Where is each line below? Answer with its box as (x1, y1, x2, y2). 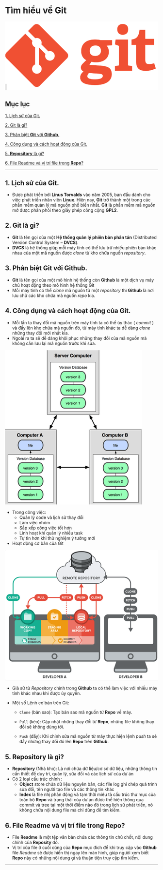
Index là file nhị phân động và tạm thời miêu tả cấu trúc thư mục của (19, 791, 156, 797)
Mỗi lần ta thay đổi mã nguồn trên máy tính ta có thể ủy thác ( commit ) (12, 319, 154, 325)
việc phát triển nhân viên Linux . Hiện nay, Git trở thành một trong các (12, 197, 151, 203)
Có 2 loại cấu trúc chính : (12, 776, 63, 782)
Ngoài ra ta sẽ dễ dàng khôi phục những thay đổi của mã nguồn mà (12, 335, 147, 341)
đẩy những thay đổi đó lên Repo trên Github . (19, 739, 109, 745)
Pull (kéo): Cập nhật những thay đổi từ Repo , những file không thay (19, 719, 154, 725)
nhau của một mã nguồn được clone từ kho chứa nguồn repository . (12, 250, 146, 256)
